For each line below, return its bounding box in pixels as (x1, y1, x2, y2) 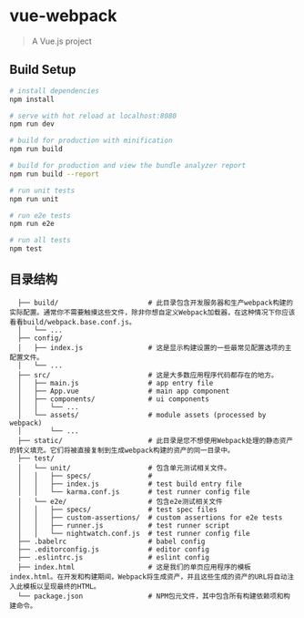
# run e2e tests (9, 211, 71, 220)
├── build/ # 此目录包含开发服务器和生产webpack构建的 (17, 298, 294, 307)
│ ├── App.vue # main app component (17, 386, 230, 396)
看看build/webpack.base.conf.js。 (9, 317, 137, 326)
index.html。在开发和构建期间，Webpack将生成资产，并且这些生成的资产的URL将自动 (9, 572, 289, 582)
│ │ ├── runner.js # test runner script (17, 520, 230, 530)
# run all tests (9, 236, 71, 245)
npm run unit (9, 194, 59, 203)
